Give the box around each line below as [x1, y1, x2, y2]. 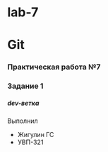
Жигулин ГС [17, 131, 54, 139]
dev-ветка [7, 99, 40, 107]
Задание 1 [7, 81, 44, 91]
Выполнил [7, 116, 38, 125]
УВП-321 [17, 138, 44, 146]
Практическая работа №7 [7, 62, 101, 72]
